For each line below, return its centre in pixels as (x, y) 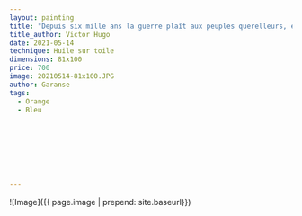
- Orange (34, 101)
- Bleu (30, 110)
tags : (19, 93)
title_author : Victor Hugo (60, 34)
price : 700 (30, 68)
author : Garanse (40, 85)
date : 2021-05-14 (42, 43)
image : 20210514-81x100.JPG (62, 76)
